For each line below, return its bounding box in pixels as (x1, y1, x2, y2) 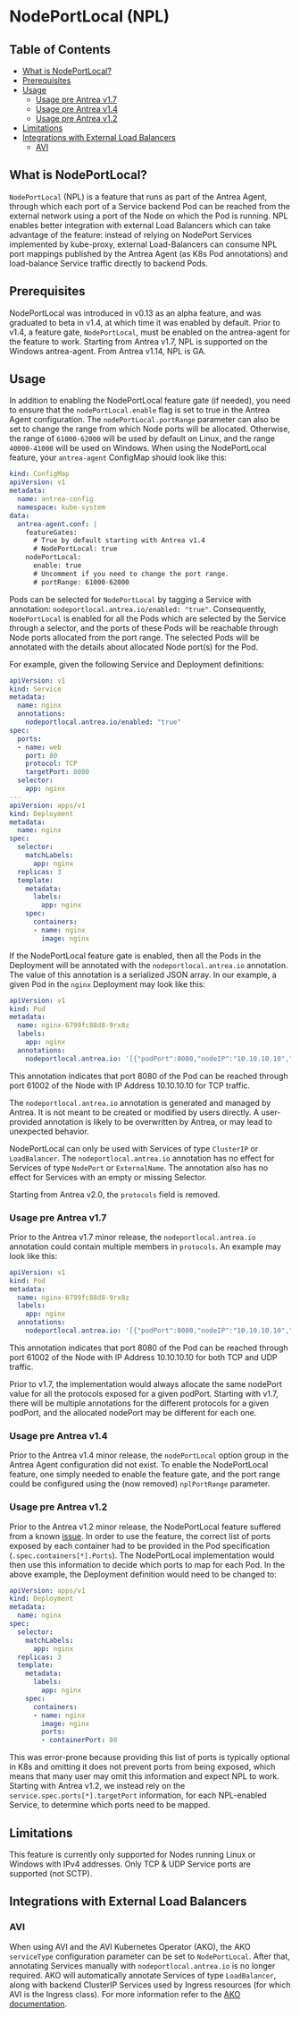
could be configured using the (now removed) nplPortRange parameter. (9, 1478, 271, 1489)
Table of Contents (9, 42, 112, 57)
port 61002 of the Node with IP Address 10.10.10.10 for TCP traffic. (9, 1080, 251, 1091)
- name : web (17, 743, 62, 752)
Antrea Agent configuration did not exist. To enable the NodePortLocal (9, 1460, 269, 1470)
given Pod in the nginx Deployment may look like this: (9, 978, 205, 990)
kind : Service (9, 685, 62, 694)
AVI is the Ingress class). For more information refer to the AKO (9, 1988, 241, 1999)
